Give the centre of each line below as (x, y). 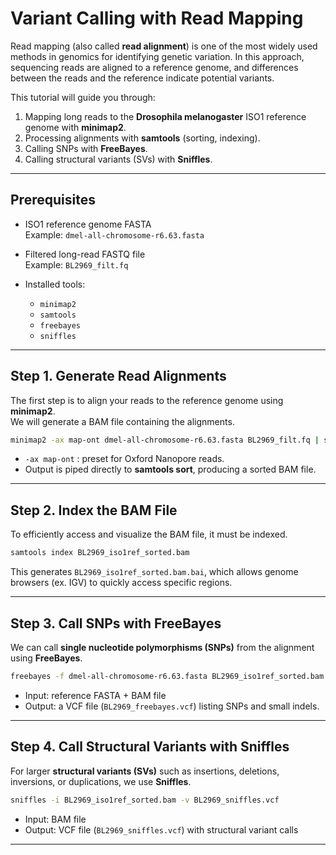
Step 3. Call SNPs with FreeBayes (116, 623)
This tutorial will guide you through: (83, 97)
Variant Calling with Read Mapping (157, 18)
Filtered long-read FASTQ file (85, 254)
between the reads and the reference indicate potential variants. (142, 78)
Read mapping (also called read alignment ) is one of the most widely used (164, 46)
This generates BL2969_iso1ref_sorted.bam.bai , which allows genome (154, 572)
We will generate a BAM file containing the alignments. (122, 421)
